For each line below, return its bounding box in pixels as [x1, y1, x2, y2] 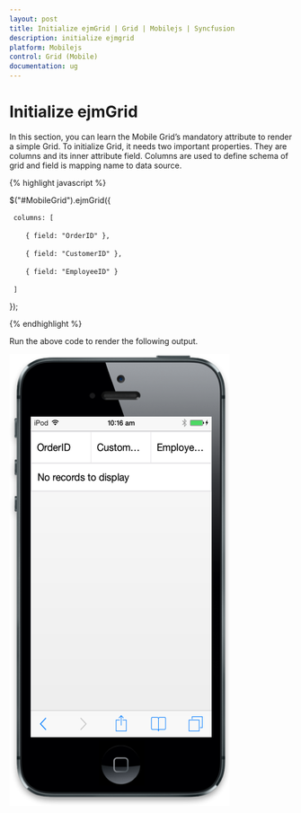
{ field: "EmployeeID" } [25, 267, 119, 276]
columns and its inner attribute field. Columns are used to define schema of [9, 150, 289, 161]
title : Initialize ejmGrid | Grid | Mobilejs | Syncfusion [9, 23, 235, 33]
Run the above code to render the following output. [9, 335, 199, 346]
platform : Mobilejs [9, 43, 83, 52]
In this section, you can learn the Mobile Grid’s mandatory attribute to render [9, 131, 292, 142]
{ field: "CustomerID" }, [25, 249, 123, 258]
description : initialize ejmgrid [9, 33, 135, 42]
